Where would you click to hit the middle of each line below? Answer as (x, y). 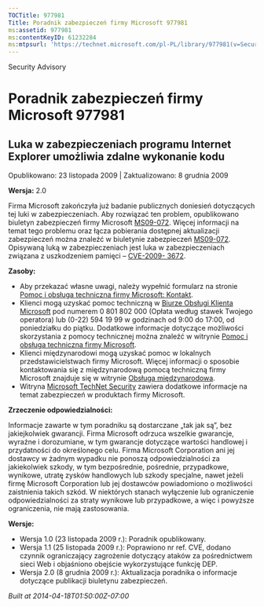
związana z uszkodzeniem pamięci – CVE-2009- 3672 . (97, 256)
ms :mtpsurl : (27, 45)
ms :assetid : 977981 (40, 30)
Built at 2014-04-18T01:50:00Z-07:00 (69, 596)
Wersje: (21, 524)
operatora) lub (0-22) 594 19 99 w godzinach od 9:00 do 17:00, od (127, 320)
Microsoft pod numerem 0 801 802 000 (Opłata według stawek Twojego (136, 312)
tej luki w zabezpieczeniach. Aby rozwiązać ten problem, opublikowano (124, 214)
